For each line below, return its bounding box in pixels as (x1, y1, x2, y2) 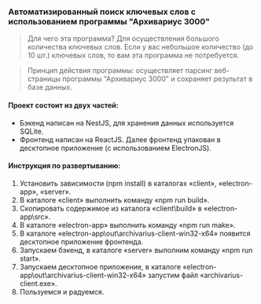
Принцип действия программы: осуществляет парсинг (27, 66, 213, 75)
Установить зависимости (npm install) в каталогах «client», (19, 178, 217, 188)
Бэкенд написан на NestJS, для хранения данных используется (19, 118, 234, 127)
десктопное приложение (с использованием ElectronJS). (19, 143, 212, 152)
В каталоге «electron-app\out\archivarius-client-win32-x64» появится (19, 229, 251, 238)
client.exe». (19, 278, 57, 288)
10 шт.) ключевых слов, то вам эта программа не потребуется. (27, 50, 240, 60)
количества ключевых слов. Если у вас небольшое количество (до (27, 42, 254, 52)
